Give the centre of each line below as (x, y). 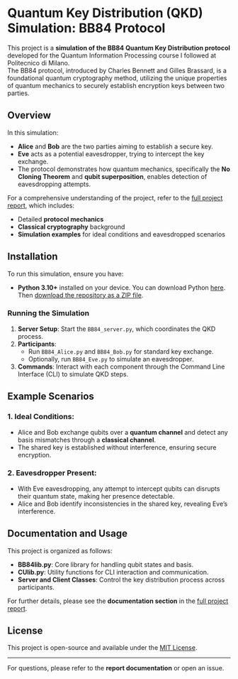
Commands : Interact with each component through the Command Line (121, 366)
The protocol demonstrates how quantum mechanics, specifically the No (124, 169)
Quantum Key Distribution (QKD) (105, 13)
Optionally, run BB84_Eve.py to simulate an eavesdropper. (111, 359)
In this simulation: (33, 132)
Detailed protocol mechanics (61, 219)
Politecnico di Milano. (39, 63)
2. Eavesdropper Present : (52, 473)
